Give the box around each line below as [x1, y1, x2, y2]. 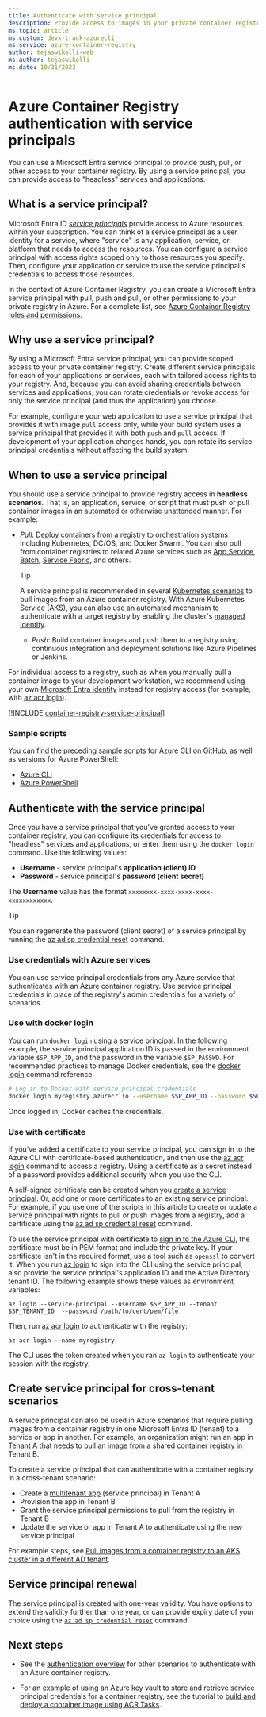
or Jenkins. [31, 652, 69, 662]
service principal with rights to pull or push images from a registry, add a [8, 1210, 245, 1220]
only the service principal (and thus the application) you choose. [8, 396, 218, 406]
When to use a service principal [8, 468, 168, 481]
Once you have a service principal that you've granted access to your [8, 823, 235, 832]
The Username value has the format [8, 887, 127, 897]
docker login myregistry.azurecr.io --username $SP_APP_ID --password [8, 1092, 246, 1100]
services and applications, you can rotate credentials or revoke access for [8, 388, 250, 397]
